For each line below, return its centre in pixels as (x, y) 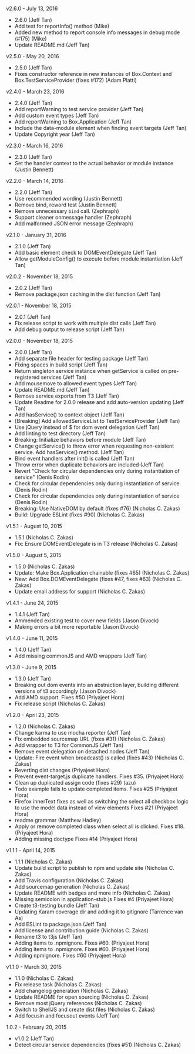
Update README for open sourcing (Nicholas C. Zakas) (82, 997)
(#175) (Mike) (31, 39)
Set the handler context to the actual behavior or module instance (94, 163)
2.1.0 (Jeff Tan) (33, 246)
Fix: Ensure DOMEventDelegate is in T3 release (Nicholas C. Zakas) (96, 544)
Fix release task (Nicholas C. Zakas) (58, 984)
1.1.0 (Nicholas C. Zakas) (44, 978)
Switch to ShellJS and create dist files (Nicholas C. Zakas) (85, 1009)
